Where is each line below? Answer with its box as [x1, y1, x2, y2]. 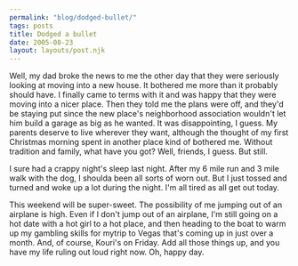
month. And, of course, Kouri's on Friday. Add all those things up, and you [9, 238, 280, 248]
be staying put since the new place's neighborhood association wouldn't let [9, 109, 286, 119]
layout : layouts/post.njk [9, 46, 105, 55]
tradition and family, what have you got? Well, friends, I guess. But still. [9, 146, 269, 157]
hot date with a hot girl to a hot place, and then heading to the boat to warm [9, 219, 286, 230]
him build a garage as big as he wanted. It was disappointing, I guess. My [9, 117, 278, 129]
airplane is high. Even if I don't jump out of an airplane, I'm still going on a [9, 209, 278, 220]
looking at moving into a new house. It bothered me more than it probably [9, 80, 278, 91]
